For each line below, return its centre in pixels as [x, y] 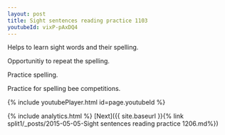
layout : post [27, 14]
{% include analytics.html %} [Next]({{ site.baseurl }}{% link [95, 116]
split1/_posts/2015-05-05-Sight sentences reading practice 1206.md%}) [113, 124]
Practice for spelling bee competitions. [64, 89]
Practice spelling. [33, 75]
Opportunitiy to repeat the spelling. [59, 61]
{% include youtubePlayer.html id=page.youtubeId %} [87, 102]
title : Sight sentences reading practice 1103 [78, 21]
